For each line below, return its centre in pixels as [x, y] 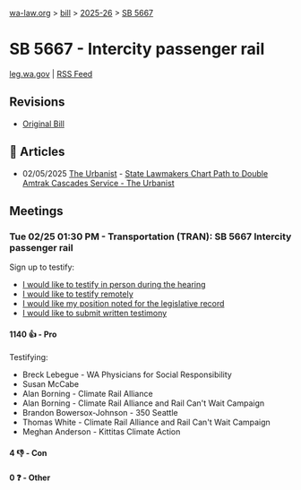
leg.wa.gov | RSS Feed [51, 73]
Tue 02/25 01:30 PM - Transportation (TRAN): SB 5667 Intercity [150, 236]
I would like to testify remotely [78, 294]
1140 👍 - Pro [33, 334]
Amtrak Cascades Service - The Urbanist [98, 183]
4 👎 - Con [28, 453]
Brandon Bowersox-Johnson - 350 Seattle [100, 413]
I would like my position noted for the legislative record [123, 304]
